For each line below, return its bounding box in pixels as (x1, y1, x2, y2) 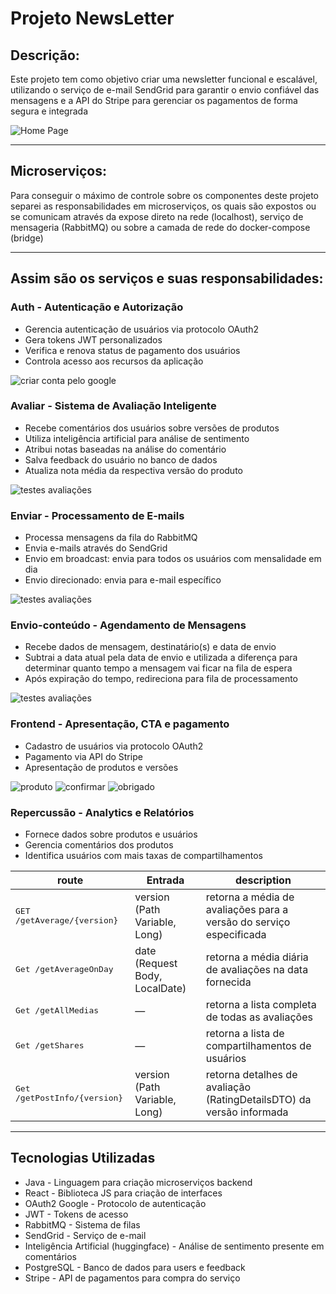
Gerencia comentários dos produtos (24, 838, 174, 851)
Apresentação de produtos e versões (24, 761, 179, 773)
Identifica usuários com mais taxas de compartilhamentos (24, 849, 263, 861)
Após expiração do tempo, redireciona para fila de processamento (24, 673, 299, 685)
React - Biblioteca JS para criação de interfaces (24, 1187, 223, 1199)
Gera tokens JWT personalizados (24, 333, 163, 346)
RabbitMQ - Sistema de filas (24, 1218, 141, 1231)
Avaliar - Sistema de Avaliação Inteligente (10, 399, 217, 413)
